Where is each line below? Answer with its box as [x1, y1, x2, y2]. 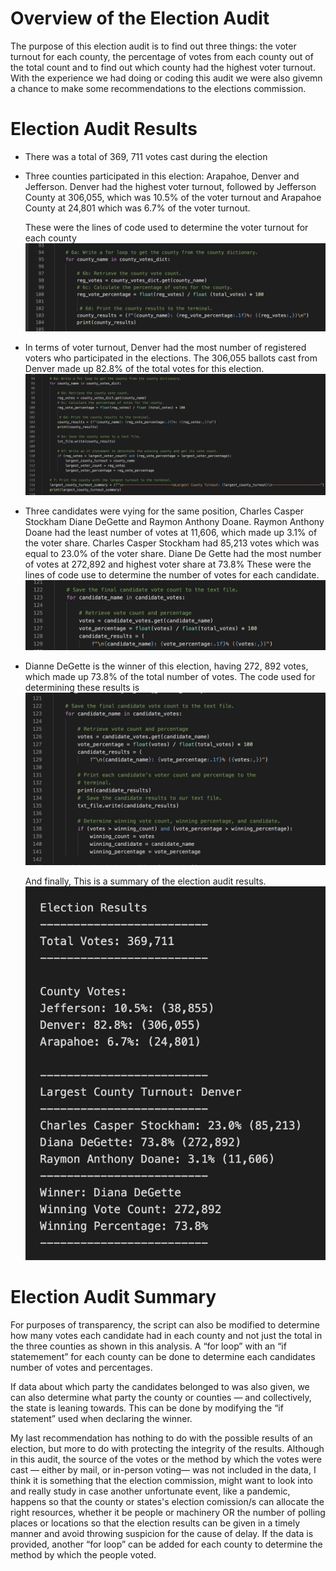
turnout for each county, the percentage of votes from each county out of [10, 50, 314, 62]
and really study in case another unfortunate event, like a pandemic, [10, 1485, 291, 1497]
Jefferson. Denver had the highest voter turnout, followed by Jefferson [24, 180, 317, 192]
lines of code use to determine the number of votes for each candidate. [24, 568, 320, 581]
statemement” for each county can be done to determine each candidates [10, 1350, 316, 1362]
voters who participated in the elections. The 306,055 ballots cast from [24, 352, 318, 364]
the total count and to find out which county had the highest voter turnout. [10, 61, 316, 73]
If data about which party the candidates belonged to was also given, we [10, 1380, 310, 1392]
